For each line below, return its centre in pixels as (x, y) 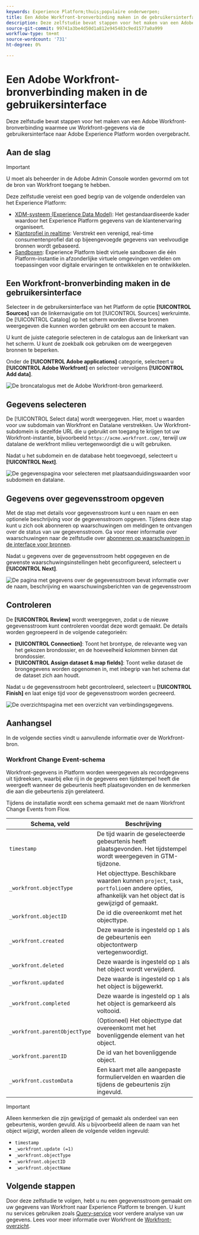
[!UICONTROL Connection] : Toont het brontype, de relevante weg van (101, 644)
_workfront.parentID (38, 1056)
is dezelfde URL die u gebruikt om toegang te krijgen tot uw (107, 431)
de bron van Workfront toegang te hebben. (58, 184)
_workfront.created (36, 941)
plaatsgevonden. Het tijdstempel (142, 848)
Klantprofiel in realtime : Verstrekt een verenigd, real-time (84, 233)
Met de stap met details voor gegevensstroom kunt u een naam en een (92, 513)
